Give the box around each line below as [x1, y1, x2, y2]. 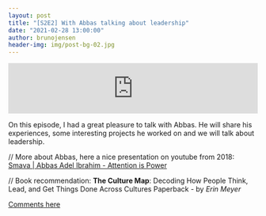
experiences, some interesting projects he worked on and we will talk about [8, 128, 255, 138]
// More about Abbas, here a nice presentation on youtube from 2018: [8, 152, 235, 162]
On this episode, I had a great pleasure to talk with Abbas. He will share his [8, 120, 253, 130]
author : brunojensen [8, 33, 77, 42]
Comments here [8, 199, 61, 210]
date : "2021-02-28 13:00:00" [8, 26, 104, 34]
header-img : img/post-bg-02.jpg [8, 41, 115, 49]
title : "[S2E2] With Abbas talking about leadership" [8, 19, 190, 27]
